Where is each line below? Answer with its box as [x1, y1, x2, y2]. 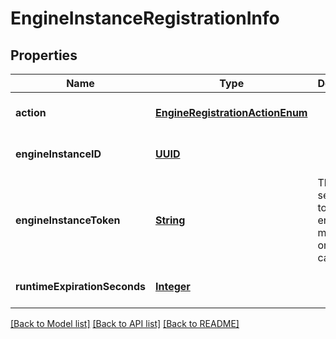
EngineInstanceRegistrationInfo [10, 7, 280, 30]
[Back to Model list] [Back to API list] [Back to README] [10, 318, 240, 329]
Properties [10, 47, 78, 64]
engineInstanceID [15, 147, 102, 161]
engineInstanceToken [15, 213, 121, 227]
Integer [154, 280, 191, 293]
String [154, 213, 186, 227]
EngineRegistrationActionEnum [154, 106, 308, 119]
